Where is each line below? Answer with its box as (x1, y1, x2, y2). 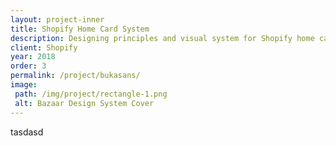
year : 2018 (10, 52, 56, 62)
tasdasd (10, 126, 44, 138)
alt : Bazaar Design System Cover (14, 98, 155, 108)
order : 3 (10, 61, 47, 71)
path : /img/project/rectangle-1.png (14, 89, 168, 99)
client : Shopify (10, 42, 78, 53)
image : (10, 80, 38, 90)
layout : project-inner (10, 14, 105, 25)
